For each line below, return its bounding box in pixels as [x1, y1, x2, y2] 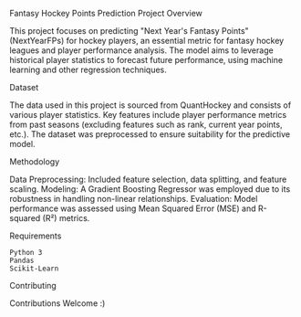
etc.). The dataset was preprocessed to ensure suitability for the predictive [9, 129, 290, 140]
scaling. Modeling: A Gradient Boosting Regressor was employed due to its [9, 184, 291, 195]
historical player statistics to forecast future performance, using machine [9, 55, 284, 65]
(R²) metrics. [42, 213, 90, 223]
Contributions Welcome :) [9, 298, 106, 309]
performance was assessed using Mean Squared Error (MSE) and [9, 203, 256, 214]
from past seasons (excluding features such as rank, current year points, [9, 119, 283, 130]
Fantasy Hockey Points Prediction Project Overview [9, 8, 203, 18]
